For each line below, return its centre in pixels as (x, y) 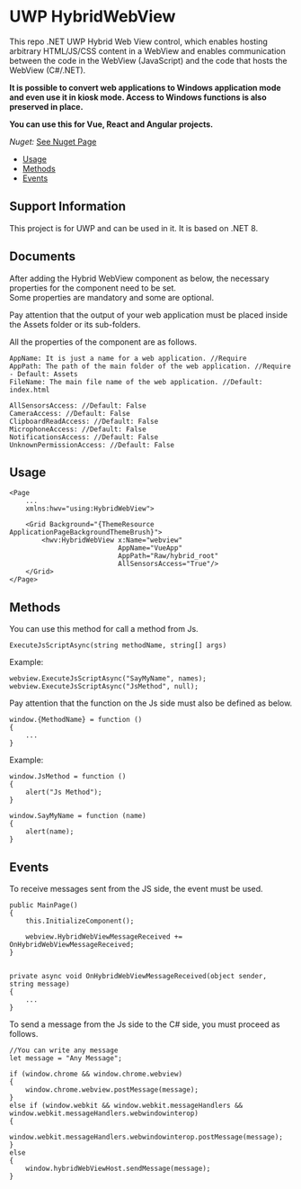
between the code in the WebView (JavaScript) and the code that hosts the (148, 60)
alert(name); (50, 832)
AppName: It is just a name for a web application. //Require (128, 358)
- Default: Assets (44, 374)
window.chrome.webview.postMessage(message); (112, 1090)
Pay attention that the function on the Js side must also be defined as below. (151, 703)
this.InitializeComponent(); (80, 921)
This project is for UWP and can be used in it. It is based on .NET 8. (134, 228)
